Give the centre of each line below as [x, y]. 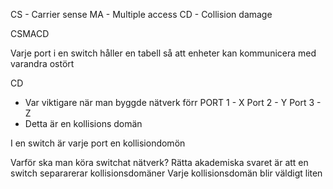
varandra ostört [42, 63]
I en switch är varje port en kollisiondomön [98, 143]
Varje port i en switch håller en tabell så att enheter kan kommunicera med [163, 53]
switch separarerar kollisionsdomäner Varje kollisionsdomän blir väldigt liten [166, 173]
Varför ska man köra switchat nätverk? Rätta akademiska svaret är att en [159, 162]
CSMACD [30, 33]
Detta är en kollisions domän [83, 123]
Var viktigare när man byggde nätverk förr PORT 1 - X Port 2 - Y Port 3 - [173, 102]
